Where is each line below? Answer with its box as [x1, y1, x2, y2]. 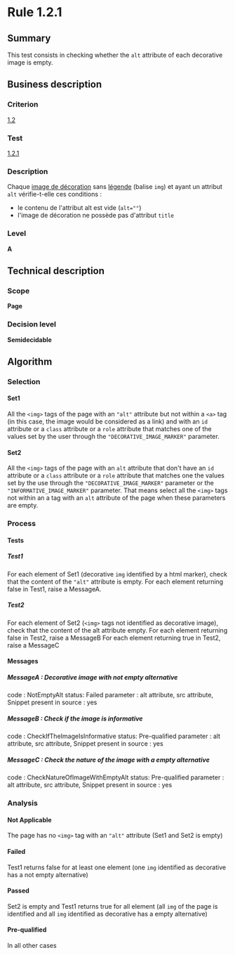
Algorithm [7, 355, 53, 367]
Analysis [7, 798, 39, 808]
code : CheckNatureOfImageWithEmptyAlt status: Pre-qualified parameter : [7, 773, 224, 782]
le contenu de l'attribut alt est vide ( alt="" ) [17, 204, 142, 212]
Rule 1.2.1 [7, 4, 62, 20]
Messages [7, 657, 39, 666]
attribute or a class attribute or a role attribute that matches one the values [7, 471, 224, 480]
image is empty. [7, 58, 54, 67]
